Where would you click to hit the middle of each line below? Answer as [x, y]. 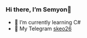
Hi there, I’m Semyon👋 [38, 9]
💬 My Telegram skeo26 [43, 28]
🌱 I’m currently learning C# [47, 23]
